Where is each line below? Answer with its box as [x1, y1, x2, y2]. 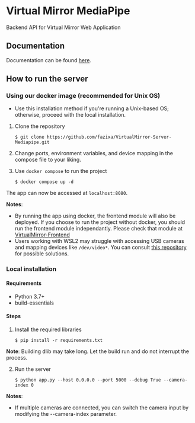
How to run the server [6, 74, 88, 84]
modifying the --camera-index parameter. [14, 410, 117, 417]
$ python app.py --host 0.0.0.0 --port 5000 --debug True [14, 377, 161, 383]
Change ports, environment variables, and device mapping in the [14, 150, 174, 157]
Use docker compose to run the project [14, 168, 107, 175]
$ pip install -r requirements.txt [14, 337, 103, 343]
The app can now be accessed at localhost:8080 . [6, 190, 128, 197]
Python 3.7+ [14, 293, 45, 300]
